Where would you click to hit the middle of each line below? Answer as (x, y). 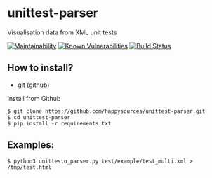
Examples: (31, 145)
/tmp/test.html (29, 167)
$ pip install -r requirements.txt (59, 123)
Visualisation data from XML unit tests (62, 32)
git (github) (33, 85)
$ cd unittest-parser (39, 117)
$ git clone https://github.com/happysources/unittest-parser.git (106, 111)
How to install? (40, 68)
